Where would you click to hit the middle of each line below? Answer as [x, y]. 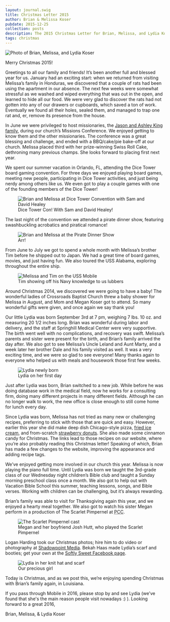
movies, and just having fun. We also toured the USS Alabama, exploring [81, 261]
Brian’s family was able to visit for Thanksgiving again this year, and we [79, 501]
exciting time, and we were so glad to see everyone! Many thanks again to [82, 355]
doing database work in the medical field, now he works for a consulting [80, 391]
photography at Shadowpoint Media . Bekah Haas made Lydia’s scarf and [81, 547]
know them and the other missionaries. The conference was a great [76, 136]
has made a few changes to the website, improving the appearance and [80, 449]
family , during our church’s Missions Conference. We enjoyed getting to [80, 130]
